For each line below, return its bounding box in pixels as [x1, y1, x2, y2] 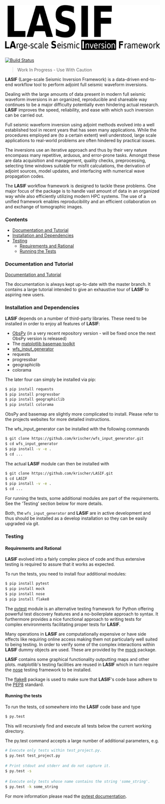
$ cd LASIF [5, 476, 27, 481]
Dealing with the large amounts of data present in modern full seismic [5, 91, 146, 97]
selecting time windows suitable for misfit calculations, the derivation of [5, 162, 151, 168]
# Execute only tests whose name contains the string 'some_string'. [5, 779, 151, 784]
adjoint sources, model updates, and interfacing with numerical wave [5, 168, 145, 174]
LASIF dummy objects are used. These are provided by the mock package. [5, 647, 157, 652]
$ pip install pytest [5, 581, 50, 586]
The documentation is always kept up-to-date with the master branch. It [5, 281, 151, 287]
